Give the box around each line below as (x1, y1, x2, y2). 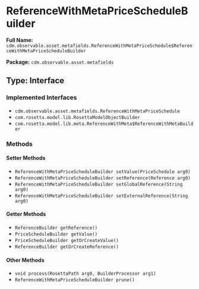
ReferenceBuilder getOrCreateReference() (14, 244, 119, 250)
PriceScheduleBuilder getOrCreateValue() (14, 237, 119, 243)
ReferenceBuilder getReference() (14, 225, 98, 231)
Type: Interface (6, 76, 65, 86)
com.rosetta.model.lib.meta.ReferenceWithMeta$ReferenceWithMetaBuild (14, 121, 194, 127)
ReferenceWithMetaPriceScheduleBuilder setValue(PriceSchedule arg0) (14, 168, 191, 175)
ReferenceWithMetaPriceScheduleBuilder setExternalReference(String (14, 193, 188, 199)
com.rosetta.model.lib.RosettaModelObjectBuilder (14, 114, 141, 120)
